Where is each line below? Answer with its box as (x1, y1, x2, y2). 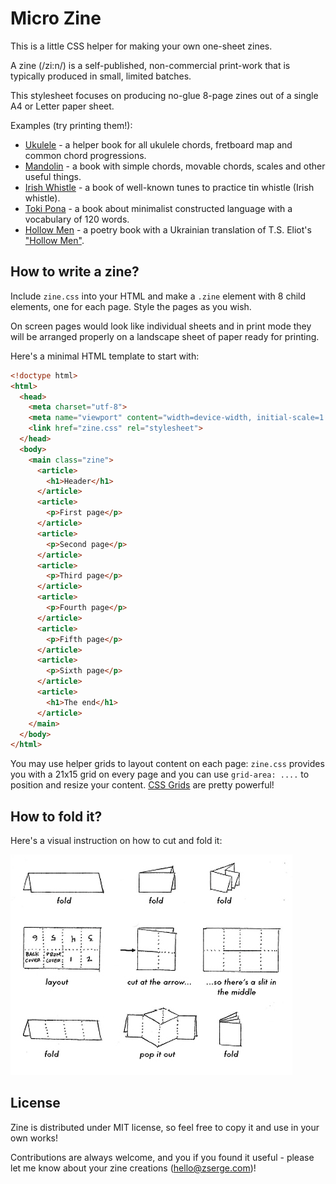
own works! (10, 1132, 58, 1144)
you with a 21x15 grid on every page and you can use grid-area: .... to (10, 768, 310, 781)
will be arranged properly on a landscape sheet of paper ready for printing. (10, 330, 320, 342)
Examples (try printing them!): (10, 119, 133, 131)
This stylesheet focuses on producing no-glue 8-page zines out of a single (10, 89, 319, 101)
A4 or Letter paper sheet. (10, 100, 115, 112)
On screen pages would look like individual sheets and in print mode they (10, 320, 312, 332)
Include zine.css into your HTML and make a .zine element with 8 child (10, 290, 307, 302)
